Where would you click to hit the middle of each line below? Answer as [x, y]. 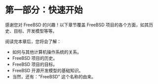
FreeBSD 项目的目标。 [35, 64]
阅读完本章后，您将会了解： [33, 41]
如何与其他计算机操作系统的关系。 [47, 52]
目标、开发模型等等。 [35, 31]
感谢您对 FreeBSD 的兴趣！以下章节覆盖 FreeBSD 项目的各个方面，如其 [77, 25]
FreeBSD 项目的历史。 [35, 58]
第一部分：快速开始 [44, 10]
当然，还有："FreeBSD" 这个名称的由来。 [54, 77]
